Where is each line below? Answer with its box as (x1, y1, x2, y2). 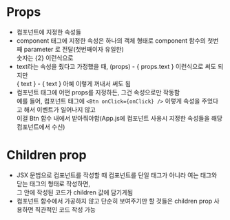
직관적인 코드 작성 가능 (34, 205, 96, 214)
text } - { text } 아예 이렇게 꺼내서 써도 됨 (21, 79, 132, 88)
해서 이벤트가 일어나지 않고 (23, 105, 96, 114)
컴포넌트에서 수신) (16, 122, 65, 131)
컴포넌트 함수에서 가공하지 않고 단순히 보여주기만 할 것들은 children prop (16, 197, 213, 205)
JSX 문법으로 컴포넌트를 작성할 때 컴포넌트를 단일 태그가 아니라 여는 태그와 (16, 170, 218, 179)
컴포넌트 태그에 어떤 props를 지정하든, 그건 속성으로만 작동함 (16, 88, 180, 97)
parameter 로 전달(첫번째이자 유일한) (23, 45, 125, 53)
